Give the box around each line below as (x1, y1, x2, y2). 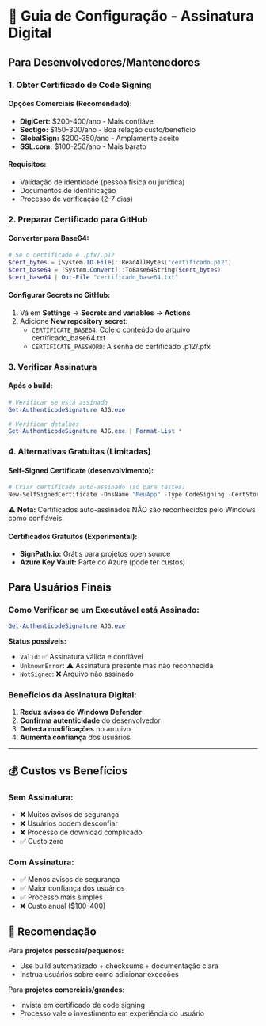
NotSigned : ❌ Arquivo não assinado (19, 669, 135, 678)
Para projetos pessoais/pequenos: (8, 946, 124, 956)
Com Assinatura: (8, 857, 74, 868)
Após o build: (8, 381, 53, 390)
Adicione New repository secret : (19, 316, 128, 325)
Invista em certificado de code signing (19, 1001, 145, 1010)
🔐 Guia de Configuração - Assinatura (8, 7, 255, 25)
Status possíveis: (8, 636, 67, 646)
